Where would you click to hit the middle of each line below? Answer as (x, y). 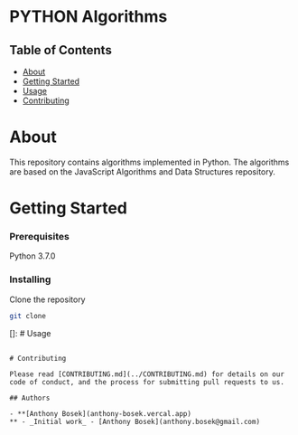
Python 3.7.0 (33, 256)
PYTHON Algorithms (88, 17)
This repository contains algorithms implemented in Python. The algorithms (149, 162)
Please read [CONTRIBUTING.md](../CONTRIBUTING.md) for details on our (147, 374)
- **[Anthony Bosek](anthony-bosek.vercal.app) (101, 413)
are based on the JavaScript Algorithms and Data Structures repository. (142, 171)
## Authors (30, 398)
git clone (28, 316)
